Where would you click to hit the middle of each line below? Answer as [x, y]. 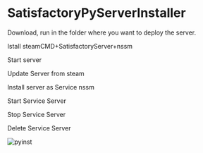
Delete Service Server [39, 128]
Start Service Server [37, 101]
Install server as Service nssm [51, 87]
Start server [25, 60]
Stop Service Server [36, 114]
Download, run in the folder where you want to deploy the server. [102, 32]
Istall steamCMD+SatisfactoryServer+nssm [70, 46]
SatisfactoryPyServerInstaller [97, 13]
